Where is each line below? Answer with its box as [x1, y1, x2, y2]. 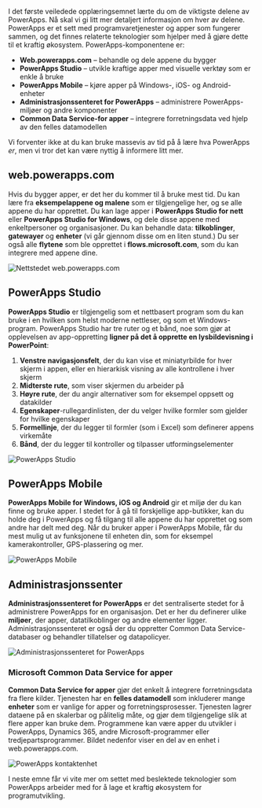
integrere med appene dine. [8, 248, 98, 257]
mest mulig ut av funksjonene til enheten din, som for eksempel [8, 531, 213, 541]
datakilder [19, 397, 53, 407]
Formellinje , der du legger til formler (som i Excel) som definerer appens [19, 422, 254, 432]
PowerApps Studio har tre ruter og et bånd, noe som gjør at [38, 323, 231, 333]
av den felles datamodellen [19, 122, 107, 131]
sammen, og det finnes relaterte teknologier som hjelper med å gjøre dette [8, 31, 249, 41]
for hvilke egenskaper [19, 414, 90, 423]
